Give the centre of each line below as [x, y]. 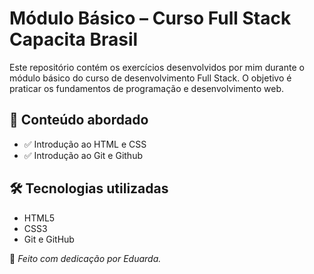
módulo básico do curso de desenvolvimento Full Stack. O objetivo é [150, 78]
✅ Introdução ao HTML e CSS [85, 144]
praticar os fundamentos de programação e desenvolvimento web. [147, 88]
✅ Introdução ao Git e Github [83, 155]
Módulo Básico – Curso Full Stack [150, 18]
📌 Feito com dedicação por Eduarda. [85, 258]
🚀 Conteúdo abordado [79, 120]
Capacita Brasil [74, 39]
